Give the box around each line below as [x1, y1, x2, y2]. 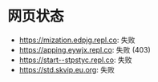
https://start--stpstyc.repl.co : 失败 [18, 55, 132, 64]
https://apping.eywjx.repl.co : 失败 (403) [18, 45, 152, 54]
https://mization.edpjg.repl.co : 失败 [18, 35, 136, 45]
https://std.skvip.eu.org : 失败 [18, 64, 115, 74]
